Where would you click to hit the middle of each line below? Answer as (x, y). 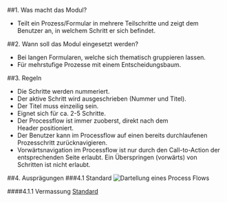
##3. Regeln (24, 78)
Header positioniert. (45, 128)
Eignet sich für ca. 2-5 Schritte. (62, 113)
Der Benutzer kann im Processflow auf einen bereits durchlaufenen (112, 135)
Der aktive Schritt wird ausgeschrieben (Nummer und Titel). (102, 99)
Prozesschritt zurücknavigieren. (62, 143)
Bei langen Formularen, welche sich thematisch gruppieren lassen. (111, 57)
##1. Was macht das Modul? (47, 10)
